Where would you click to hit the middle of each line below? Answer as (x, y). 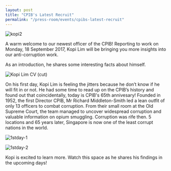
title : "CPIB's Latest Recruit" (40, 15)
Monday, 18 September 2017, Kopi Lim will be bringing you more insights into (86, 50)
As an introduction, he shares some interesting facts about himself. (76, 65)
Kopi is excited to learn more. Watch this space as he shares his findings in (84, 157)
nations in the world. (27, 128)
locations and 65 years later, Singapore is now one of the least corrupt (79, 123)
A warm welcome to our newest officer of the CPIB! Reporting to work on (82, 44)
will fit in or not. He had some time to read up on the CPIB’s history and (80, 90)
